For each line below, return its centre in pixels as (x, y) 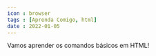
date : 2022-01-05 (33, 26)
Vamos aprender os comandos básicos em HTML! (78, 46)
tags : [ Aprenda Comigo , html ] (52, 20)
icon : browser (29, 13)
